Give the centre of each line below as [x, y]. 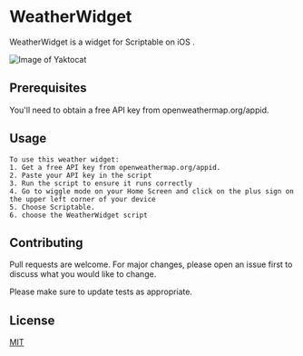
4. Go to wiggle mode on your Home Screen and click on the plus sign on [152, 191]
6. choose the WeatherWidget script [78, 215]
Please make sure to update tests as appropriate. [101, 292]
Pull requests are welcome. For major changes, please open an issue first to [151, 264]
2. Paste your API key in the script [81, 175]
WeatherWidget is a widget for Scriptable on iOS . [102, 42]
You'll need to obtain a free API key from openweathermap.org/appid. [139, 110]
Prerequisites [48, 88]
